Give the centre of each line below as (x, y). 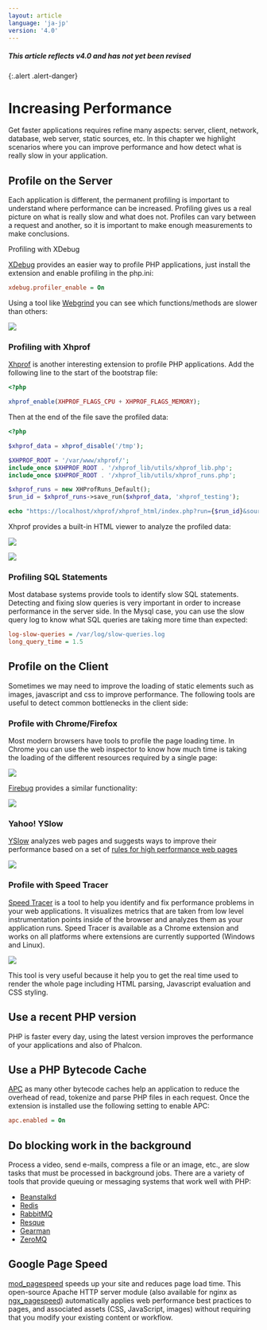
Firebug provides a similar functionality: (73, 788)
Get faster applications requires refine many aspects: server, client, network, (133, 130)
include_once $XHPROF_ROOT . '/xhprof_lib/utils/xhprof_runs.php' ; (122, 475)
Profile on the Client (58, 667)
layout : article (35, 16)
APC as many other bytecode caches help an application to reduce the (124, 1089)
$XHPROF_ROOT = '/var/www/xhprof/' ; (69, 460)
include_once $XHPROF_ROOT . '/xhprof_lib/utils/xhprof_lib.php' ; (120, 468)
